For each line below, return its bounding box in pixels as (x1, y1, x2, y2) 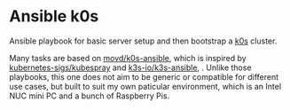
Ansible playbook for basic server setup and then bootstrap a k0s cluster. (9, 35, 278, 46)
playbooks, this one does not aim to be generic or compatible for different (9, 71, 279, 82)
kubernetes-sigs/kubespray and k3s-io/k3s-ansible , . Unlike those (9, 62, 252, 73)
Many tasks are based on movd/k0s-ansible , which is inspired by (9, 52, 247, 63)
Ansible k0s (9, 6, 99, 27)
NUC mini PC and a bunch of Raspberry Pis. (9, 90, 170, 101)
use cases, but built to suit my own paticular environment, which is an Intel (9, 81, 282, 91)
